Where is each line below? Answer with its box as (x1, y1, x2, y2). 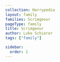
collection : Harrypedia (5, 7, 55, 13)
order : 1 (10, 49, 28, 54)
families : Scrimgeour (5, 17, 51, 22)
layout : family (5, 12, 37, 17)
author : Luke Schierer (5, 31, 53, 36)
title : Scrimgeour (5, 26, 44, 31)
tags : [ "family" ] (5, 36, 42, 41)
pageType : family (5, 21, 42, 27)
